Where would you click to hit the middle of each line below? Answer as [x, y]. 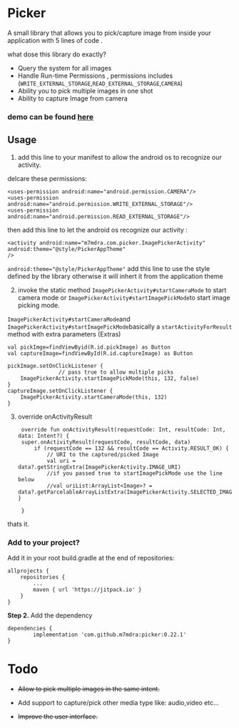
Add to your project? [44, 542]
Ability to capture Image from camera [73, 98]
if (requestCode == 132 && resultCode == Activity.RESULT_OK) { [132, 448]
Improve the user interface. [58, 716]
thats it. [19, 524]
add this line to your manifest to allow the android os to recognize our [120, 157]
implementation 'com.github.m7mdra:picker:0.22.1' [110, 635]
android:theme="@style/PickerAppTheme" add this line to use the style [109, 268]
